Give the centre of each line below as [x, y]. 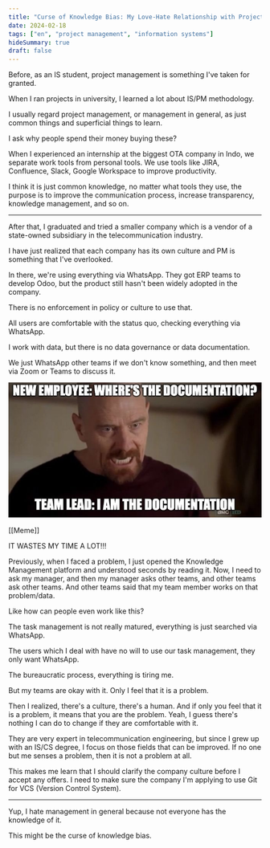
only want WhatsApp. [44, 659]
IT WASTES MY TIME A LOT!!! [57, 546]
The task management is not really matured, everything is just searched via [133, 627]
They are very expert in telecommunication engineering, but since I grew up [134, 739]
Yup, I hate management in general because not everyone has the [117, 812]
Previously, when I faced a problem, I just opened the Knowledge [116, 561]
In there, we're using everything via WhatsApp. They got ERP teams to [125, 275]
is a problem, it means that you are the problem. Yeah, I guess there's [123, 715]
